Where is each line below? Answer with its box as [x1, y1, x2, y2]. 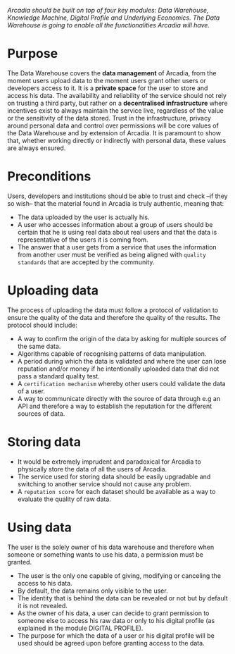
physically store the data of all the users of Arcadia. [17, 464, 167, 473]
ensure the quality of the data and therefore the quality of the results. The [7, 313, 221, 321]
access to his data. [17, 579, 72, 587]
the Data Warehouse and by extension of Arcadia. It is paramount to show [7, 128, 222, 137]
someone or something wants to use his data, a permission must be [7, 550, 204, 559]
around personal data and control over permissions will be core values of [7, 121, 220, 130]
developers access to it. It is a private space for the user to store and [7, 84, 208, 92]
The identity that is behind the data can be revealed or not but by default [17, 593, 229, 602]
